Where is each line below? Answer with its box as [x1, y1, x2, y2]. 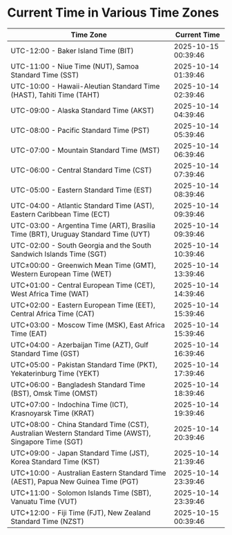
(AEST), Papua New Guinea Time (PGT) [10, 476, 139, 486]
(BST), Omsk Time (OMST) [10, 388, 98, 398]
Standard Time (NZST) [10, 516, 84, 526]
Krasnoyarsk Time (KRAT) [10, 408, 95, 418]
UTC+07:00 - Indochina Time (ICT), [10, 399, 128, 409]
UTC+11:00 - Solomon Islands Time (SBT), [10, 488, 152, 498]
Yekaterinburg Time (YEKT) [10, 368, 100, 378]
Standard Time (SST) [10, 70, 79, 80]
